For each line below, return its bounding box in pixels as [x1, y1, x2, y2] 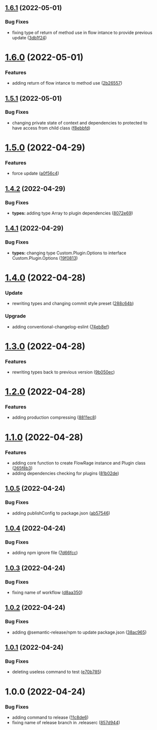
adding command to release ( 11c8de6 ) [12, 714, 89, 720]
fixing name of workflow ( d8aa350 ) [12, 589, 83, 595]
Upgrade [5, 313, 26, 320]
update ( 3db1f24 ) [12, 35, 47, 40]
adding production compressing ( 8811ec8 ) [12, 414, 97, 420]
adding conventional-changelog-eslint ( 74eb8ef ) [12, 323, 110, 330]
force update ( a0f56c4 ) [12, 170, 60, 177]
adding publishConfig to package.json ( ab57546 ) [12, 510, 110, 516]
